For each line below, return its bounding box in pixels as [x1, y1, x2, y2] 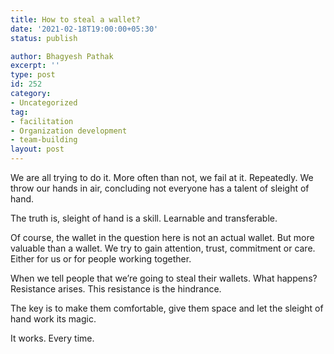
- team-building [10, 135, 78, 145]
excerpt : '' [10, 61, 60, 71]
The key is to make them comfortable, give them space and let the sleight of [10, 302, 324, 314]
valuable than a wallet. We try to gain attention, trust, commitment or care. [10, 242, 316, 254]
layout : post [10, 144, 65, 155]
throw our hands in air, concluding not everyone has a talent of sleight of [10, 182, 310, 194]
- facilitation [10, 116, 74, 126]
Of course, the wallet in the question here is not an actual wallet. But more [10, 232, 315, 243]
